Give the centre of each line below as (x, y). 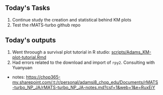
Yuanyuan (22, 67)
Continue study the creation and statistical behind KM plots (72, 19)
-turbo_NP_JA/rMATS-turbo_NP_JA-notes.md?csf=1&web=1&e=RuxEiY (83, 87)
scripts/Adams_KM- (131, 52)
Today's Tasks (28, 8)
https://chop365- (43, 77)
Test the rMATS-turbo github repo (46, 25)
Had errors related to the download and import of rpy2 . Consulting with (83, 62)
